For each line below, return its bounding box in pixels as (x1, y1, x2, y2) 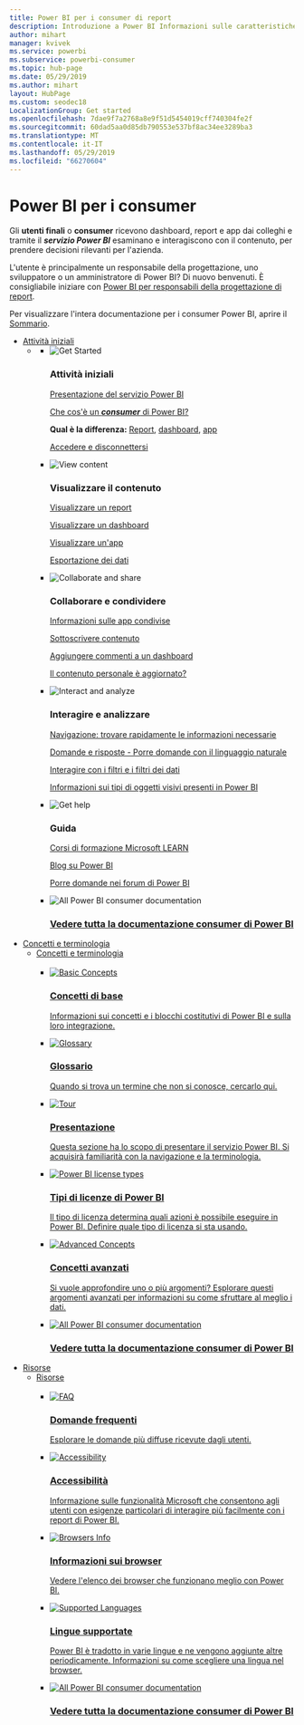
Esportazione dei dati (49, 554, 129, 566)
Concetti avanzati (49, 1261, 129, 1274)
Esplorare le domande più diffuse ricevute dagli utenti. (49, 1434, 252, 1445)
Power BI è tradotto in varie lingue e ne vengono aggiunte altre (49, 1645, 283, 1656)
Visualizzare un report (49, 502, 132, 513)
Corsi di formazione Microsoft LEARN (49, 842, 189, 853)
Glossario (49, 1060, 93, 1073)
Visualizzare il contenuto (49, 481, 162, 494)
